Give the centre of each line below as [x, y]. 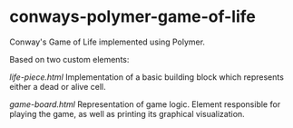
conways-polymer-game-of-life [132, 17]
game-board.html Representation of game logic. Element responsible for [145, 104]
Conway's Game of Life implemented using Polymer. [107, 42]
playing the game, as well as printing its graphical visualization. [127, 113]
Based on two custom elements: [69, 59]
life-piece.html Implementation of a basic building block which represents [146, 77]
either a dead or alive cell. [58, 86]
